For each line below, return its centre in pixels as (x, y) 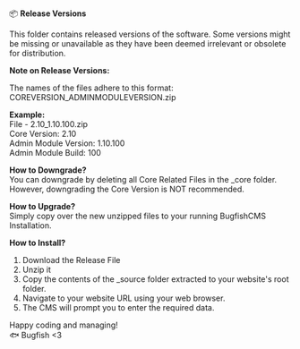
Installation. (30, 226)
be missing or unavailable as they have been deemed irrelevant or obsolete (148, 43)
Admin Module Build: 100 (55, 153)
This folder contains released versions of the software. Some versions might (150, 34)
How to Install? (38, 243)
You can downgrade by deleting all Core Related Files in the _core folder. (143, 179)
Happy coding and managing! (64, 325)
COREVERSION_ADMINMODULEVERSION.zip (93, 97)
